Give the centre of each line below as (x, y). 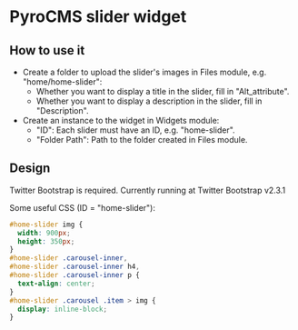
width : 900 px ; (44, 233)
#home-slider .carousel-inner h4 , (75, 267)
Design (30, 169)
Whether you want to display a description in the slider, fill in (149, 101)
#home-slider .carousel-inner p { (75, 275)
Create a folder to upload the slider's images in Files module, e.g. (144, 72)
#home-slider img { (46, 225)
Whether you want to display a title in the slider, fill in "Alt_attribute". (163, 91)
